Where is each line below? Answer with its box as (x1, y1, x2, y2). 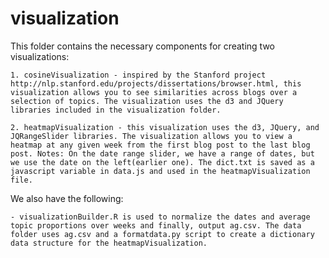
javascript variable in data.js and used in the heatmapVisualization (10, 166, 311, 176)
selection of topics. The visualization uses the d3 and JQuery (10, 96, 284, 106)
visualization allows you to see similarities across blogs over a (10, 87, 298, 97)
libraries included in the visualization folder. (10, 105, 222, 115)
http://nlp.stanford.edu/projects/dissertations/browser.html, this (10, 78, 302, 89)
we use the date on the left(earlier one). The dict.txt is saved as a (10, 157, 315, 167)
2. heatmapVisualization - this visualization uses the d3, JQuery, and (10, 122, 320, 132)
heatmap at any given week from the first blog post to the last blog (10, 140, 311, 150)
